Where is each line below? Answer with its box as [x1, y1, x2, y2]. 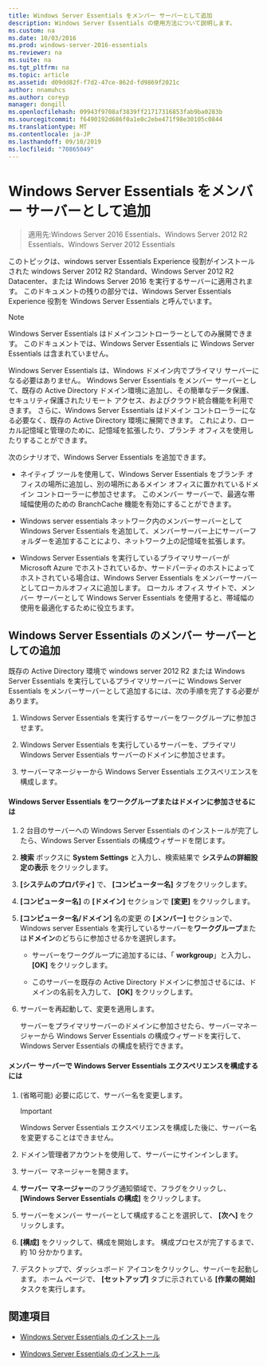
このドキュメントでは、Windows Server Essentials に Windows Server [23, 339, 255, 348]
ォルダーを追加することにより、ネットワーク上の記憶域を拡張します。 [19, 536, 249, 546]
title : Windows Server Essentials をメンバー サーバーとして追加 [8, 11, 213, 20]
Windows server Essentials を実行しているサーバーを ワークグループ [19, 923, 242, 933]
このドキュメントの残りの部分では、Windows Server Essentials [23, 286, 232, 296]
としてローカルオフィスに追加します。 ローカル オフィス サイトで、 [19, 583, 241, 592]
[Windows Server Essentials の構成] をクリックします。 [19, 1193, 206, 1203]
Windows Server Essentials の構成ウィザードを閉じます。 [41, 836, 230, 845]
